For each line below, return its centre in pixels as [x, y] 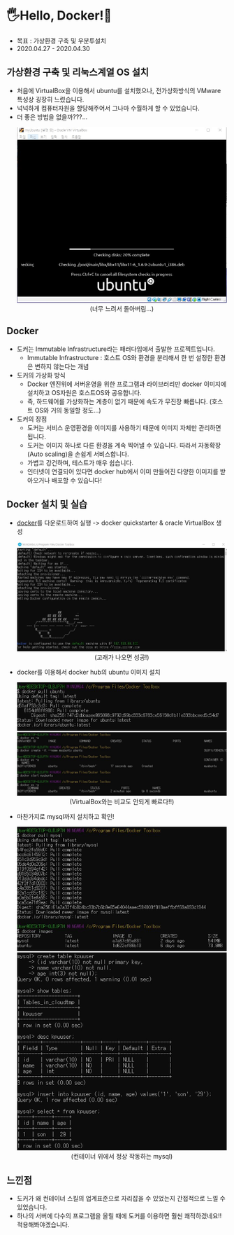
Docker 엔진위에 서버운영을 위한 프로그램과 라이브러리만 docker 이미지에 [127, 384]
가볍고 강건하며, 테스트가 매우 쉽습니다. [80, 462]
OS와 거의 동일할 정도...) [68, 410]
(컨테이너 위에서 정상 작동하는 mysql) [122, 1156]
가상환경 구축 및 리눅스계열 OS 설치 [78, 73]
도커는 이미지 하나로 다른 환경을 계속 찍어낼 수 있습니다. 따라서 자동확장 [124, 445]
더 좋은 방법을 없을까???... [52, 117]
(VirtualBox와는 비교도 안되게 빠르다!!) [122, 801]
